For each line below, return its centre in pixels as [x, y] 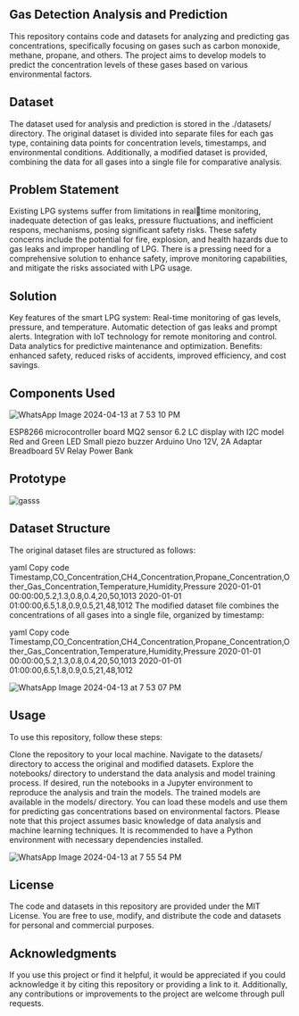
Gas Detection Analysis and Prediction [118, 15]
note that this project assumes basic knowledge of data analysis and [135, 820]
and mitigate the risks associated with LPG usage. [101, 268]
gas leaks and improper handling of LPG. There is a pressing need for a [141, 249]
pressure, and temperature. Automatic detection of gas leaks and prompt [144, 327]
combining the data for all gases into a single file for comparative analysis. [146, 162]
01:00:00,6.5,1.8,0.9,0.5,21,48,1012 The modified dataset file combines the [144, 605]
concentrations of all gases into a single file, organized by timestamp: [137, 614]
